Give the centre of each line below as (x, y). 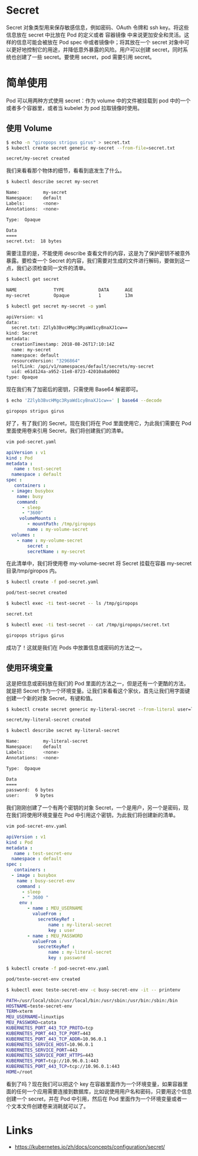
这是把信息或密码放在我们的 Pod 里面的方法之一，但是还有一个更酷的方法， (98, 683)
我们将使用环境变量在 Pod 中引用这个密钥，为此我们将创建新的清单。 (95, 815)
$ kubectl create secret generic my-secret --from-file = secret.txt (91, 148)
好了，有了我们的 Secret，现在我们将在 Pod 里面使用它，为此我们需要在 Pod (99, 423)
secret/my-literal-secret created (49, 720)
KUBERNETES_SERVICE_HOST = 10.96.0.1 (50, 1044)
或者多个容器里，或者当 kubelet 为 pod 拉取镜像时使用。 (75, 108)
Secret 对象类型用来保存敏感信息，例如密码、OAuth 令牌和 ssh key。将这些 (98, 27)
